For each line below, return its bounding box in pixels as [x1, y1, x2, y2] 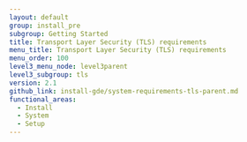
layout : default [9, 12, 69, 22]
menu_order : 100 [9, 54, 69, 63]
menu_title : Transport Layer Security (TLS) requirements [9, 46, 227, 55]
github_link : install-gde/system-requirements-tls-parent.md [9, 86, 239, 95]
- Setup [17, 120, 46, 129]
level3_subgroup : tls [9, 71, 89, 79]
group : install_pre [9, 21, 81, 30]
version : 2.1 [9, 78, 57, 87]
